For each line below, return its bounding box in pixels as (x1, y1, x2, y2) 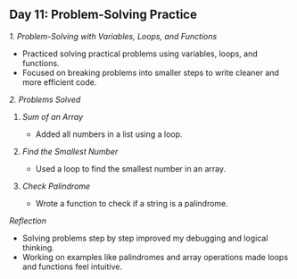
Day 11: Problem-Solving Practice (9, 7, 198, 22)
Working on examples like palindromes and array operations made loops (21, 251, 288, 262)
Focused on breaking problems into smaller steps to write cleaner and (21, 67, 279, 78)
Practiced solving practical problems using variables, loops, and (21, 48, 258, 59)
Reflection (9, 215, 47, 226)
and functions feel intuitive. (21, 261, 123, 272)
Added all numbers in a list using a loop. (35, 129, 183, 139)
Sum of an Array (21, 111, 84, 122)
